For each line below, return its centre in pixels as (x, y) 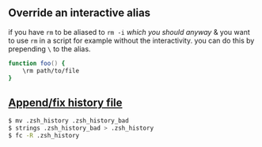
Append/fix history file (65, 102)
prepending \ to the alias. (49, 49)
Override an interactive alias (80, 13)
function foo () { (37, 63)
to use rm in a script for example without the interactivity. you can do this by (131, 40)
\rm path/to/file (51, 70)
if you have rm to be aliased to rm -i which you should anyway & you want (129, 32)
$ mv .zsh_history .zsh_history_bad (68, 121)
